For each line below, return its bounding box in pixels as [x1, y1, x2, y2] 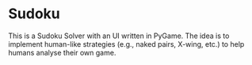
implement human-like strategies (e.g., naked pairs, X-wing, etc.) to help [8, 39, 245, 48]
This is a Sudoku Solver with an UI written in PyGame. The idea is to [8, 31, 230, 40]
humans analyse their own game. [8, 48, 116, 57]
